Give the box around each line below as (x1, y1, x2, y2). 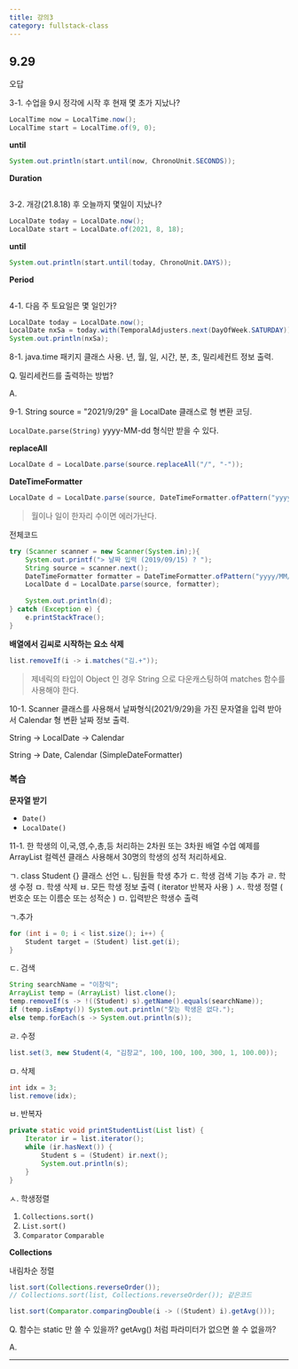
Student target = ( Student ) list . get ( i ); (25, 937, 180, 946)
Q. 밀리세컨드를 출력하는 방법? (9, 370, 114, 382)
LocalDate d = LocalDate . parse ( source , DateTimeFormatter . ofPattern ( (9, 493, 272, 502)
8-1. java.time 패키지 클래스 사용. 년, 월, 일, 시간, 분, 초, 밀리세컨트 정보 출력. (9, 351, 274, 362)
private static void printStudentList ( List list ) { (9, 1126, 204, 1136)
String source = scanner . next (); (25, 563, 149, 572)
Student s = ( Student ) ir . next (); (41, 1151, 169, 1161)
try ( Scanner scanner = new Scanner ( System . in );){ (9, 547, 200, 555)
